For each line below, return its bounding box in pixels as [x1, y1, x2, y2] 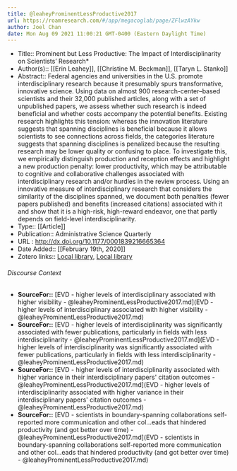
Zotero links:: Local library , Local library [17, 252, 133, 261]
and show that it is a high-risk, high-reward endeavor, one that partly [17, 207, 218, 216]
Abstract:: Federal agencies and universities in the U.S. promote [17, 72, 203, 81]
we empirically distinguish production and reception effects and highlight [17, 155, 230, 163]
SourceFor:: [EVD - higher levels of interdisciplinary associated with [17, 291, 217, 299]
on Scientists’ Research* [17, 57, 90, 66]
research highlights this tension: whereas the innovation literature [17, 117, 208, 126]
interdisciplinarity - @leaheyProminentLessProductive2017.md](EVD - [17, 335, 220, 344]
